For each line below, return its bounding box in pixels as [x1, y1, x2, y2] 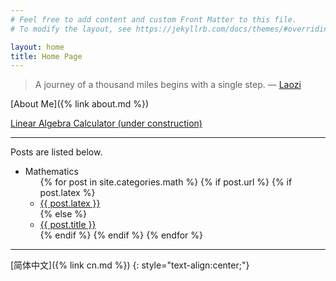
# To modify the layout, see [10, 24, 132, 34]
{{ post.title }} [39, 219, 97, 231]
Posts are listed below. [10, 146, 103, 158]
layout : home [10, 42, 65, 52]
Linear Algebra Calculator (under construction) [10, 117, 203, 130]
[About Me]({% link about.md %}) [10, 98, 150, 110]
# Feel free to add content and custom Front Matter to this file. [10, 14, 298, 25]
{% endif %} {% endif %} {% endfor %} [39, 229, 203, 241]
